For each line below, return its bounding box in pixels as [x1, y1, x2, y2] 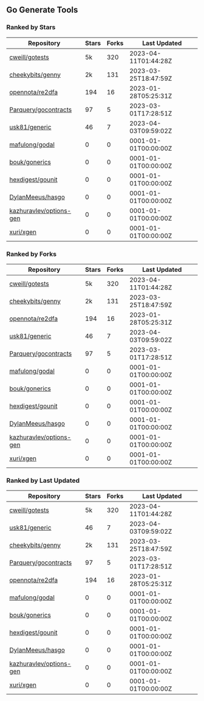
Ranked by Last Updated [6, 476, 80, 485]
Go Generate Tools [6, 5, 78, 15]
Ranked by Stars [6, 23, 56, 32]
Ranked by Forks [6, 249, 56, 258]
